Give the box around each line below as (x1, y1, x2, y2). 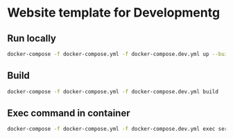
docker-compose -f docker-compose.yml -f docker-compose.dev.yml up (7, 50, 209, 57)
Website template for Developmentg (7, 5, 221, 21)
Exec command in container (7, 107, 130, 119)
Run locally (7, 33, 57, 44)
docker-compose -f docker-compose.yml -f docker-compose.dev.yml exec (7, 126, 216, 133)
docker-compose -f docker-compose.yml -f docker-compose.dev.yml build (7, 88, 218, 95)
